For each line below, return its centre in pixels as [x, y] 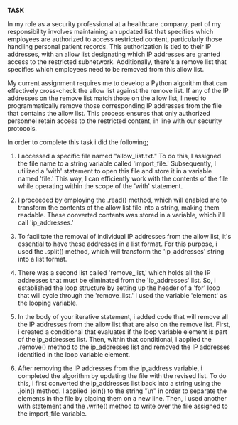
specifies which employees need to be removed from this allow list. [106, 69]
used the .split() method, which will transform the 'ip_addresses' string [121, 251]
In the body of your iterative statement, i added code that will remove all [123, 317]
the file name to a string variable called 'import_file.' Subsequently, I [117, 163]
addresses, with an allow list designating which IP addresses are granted [114, 54]
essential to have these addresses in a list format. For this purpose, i [118, 244]
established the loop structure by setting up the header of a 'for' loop [119, 288]
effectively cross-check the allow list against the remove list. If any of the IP [118, 91]
